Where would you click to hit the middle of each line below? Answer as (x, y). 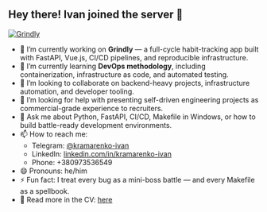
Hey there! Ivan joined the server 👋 (96, 15)
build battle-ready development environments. (96, 125)
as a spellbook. (44, 191)
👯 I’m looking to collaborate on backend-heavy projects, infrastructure (135, 83)
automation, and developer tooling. (77, 91)
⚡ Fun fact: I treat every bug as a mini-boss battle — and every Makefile (137, 179)
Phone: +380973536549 (72, 162)
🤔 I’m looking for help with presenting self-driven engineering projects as (139, 99)
